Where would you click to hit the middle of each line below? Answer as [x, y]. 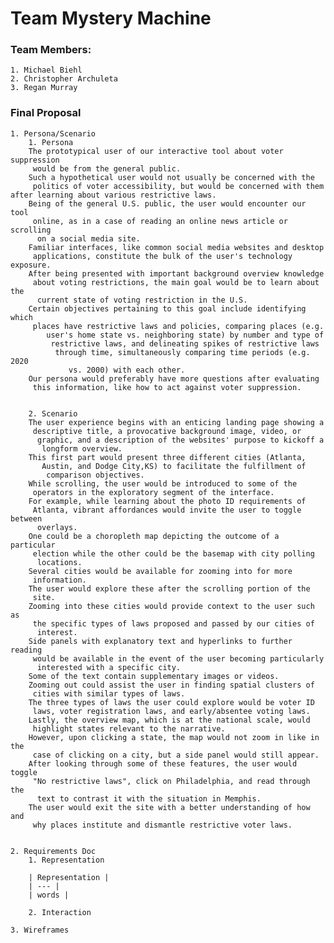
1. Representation [66, 860]
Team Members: [51, 50]
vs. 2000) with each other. [127, 370]
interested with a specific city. [109, 667]
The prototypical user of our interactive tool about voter [156, 151]
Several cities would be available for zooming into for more [160, 571]
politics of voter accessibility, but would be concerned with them [178, 186]
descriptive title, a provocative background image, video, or [167, 431]
